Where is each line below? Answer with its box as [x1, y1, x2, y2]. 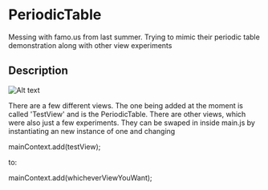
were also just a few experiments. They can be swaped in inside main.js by [8, 118, 255, 127]
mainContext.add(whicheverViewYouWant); [8, 172, 152, 182]
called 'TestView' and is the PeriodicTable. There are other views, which [8, 109, 246, 119]
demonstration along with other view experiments [8, 40, 173, 50]
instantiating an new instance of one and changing [8, 126, 176, 135]
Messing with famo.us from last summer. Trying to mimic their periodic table [8, 32, 261, 42]
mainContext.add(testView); [8, 142, 101, 152]
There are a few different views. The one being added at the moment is [8, 100, 243, 110]
